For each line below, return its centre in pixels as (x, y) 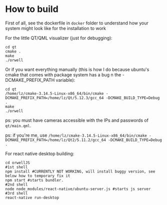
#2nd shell (16, 185)
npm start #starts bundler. (34, 180)
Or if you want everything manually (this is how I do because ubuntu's (77, 69)
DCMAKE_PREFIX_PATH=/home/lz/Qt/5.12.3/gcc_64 (54, 98)
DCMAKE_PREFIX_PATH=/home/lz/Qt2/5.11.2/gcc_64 (56, 140)
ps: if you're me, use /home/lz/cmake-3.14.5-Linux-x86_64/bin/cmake (76, 135)
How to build (32, 9)
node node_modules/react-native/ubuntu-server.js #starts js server (78, 189)
